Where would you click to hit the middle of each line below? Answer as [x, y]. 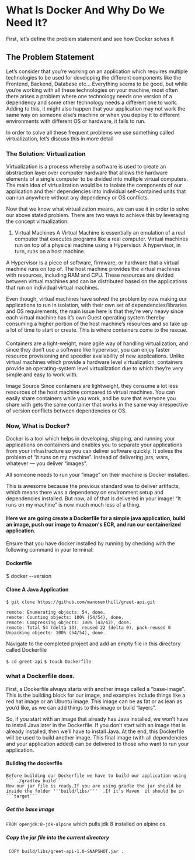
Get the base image [30, 809]
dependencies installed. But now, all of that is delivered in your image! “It [93, 498]
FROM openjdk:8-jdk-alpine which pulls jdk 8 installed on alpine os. [87, 824]
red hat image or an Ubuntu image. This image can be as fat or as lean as [94, 701]
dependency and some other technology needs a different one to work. [92, 102]
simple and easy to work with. [42, 374]
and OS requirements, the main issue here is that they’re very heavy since [95, 311]
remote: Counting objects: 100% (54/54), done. [65, 617]
